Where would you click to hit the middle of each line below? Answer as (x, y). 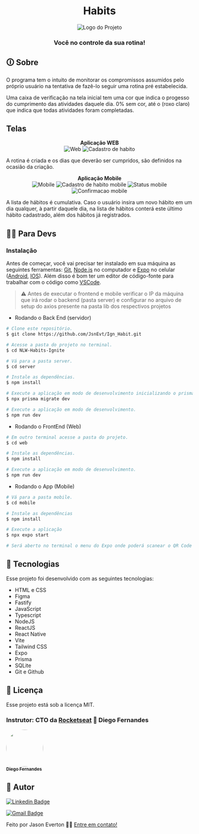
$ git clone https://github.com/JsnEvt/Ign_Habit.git (74, 334)
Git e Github (29, 672)
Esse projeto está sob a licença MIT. (50, 704)
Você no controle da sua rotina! (99, 43)
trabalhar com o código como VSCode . (54, 282)
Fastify (23, 603)
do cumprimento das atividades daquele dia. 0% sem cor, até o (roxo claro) (98, 104)
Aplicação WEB (99, 143)
